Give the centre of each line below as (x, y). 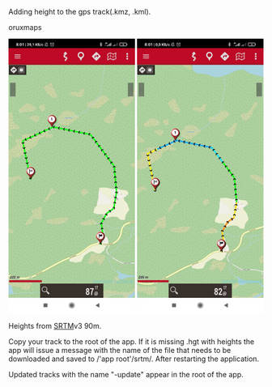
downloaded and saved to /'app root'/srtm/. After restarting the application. (134, 359)
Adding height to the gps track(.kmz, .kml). (80, 12)
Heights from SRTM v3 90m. (55, 326)
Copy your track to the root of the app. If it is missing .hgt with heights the (132, 342)
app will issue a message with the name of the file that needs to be (120, 351)
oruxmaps (25, 27)
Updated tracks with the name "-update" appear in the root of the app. (126, 375)
